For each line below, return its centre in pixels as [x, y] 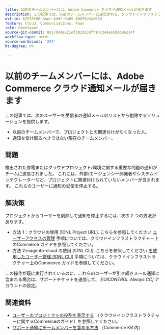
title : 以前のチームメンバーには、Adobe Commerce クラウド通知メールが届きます [79, 10]
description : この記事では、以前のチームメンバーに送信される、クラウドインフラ [78, 14]
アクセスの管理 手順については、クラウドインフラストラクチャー [90, 238]
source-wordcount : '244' [30, 42]
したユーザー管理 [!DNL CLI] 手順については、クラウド [71, 257]
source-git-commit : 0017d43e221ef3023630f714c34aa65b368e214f [70, 32]
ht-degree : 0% [20, 46]
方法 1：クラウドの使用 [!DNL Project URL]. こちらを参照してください [82, 232]
